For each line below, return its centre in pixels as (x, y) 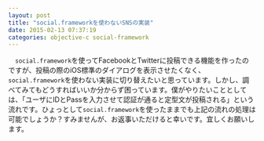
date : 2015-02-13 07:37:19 (52, 30)
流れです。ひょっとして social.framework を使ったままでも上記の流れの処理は (132, 110)
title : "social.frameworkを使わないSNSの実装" (81, 23)
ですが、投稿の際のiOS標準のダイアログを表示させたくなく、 (107, 70)
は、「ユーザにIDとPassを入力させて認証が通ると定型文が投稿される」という (131, 99)
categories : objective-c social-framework (79, 37)
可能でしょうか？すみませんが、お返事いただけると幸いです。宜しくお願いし (132, 119)
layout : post (29, 15)
